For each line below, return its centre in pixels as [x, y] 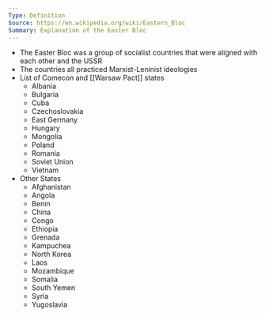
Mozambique [53, 271]
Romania [46, 153]
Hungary [46, 128]
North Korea [51, 255]
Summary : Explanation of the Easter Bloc [78, 30]
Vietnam [45, 170]
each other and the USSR [61, 61]
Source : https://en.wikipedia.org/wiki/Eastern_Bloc [97, 23]
